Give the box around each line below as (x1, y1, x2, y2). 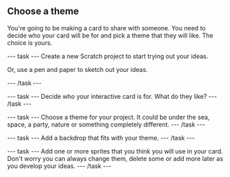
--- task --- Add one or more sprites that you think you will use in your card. (7, 147, 223, 155)
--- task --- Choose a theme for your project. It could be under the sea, (7, 113, 210, 121)
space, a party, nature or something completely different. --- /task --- (7, 120, 206, 129)
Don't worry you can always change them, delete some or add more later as (7, 154, 223, 162)
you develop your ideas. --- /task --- (7, 162, 112, 170)
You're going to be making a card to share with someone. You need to (7, 24, 206, 32)
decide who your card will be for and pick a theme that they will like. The (7, 31, 214, 39)
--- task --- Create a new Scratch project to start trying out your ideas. (7, 52, 209, 60)
